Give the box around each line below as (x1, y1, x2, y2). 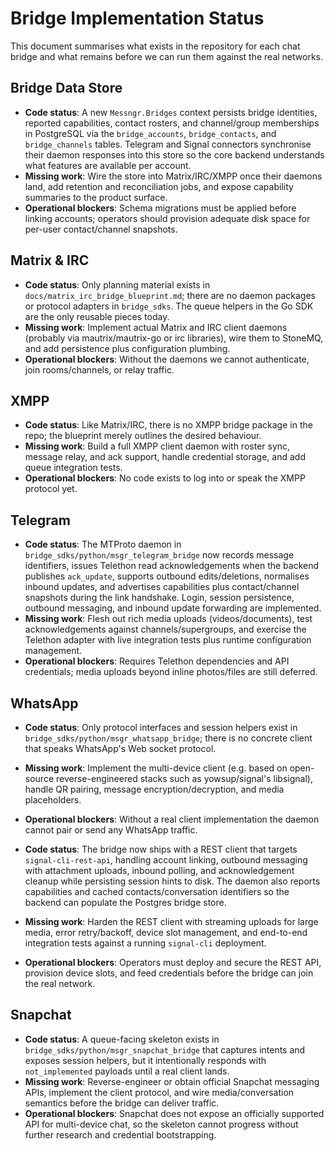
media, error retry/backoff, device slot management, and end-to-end (24, 927, 308, 938)
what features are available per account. (24, 159, 192, 171)
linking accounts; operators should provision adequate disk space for (24, 212, 311, 224)
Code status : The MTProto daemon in (24, 538, 182, 551)
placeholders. (24, 794, 82, 806)
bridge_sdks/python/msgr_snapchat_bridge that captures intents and (24, 1043, 306, 1056)
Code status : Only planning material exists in (24, 278, 211, 291)
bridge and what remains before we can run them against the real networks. (10, 50, 324, 62)
